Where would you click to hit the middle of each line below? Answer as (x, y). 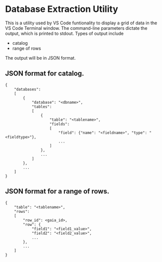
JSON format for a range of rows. (57, 191)
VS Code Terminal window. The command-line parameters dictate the (76, 28)
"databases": (27, 89)
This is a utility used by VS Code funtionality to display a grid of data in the (81, 23)
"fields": (59, 124)
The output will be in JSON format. (40, 58)
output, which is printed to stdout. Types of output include (64, 33)
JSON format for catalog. (45, 74)
